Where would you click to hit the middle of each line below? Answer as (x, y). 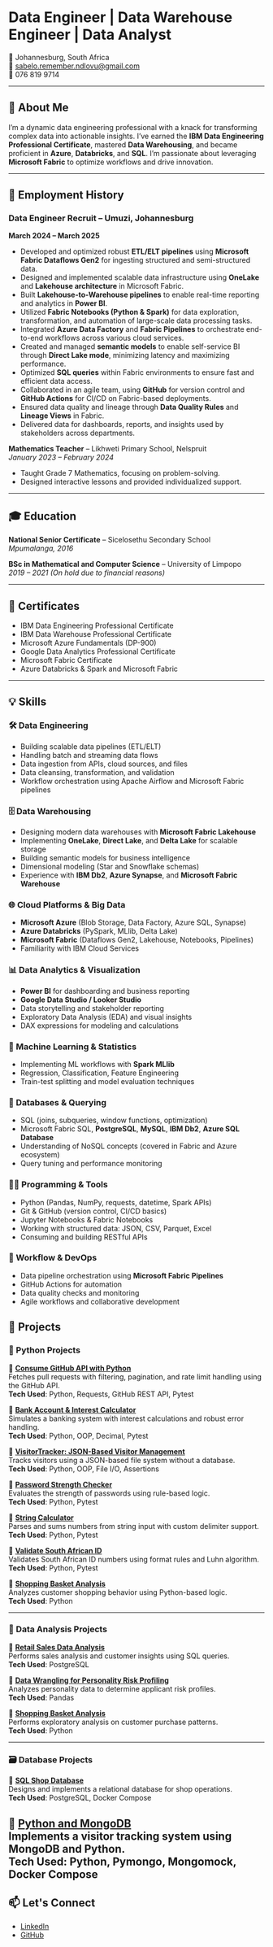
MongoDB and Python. (67, 1849)
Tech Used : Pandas (41, 1697)
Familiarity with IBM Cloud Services (80, 948)
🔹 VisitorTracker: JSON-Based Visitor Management (97, 1451)
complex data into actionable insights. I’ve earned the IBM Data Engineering (136, 136)
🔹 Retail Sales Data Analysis (57, 1647)
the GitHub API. (34, 1385)
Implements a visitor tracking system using (120, 1836)
